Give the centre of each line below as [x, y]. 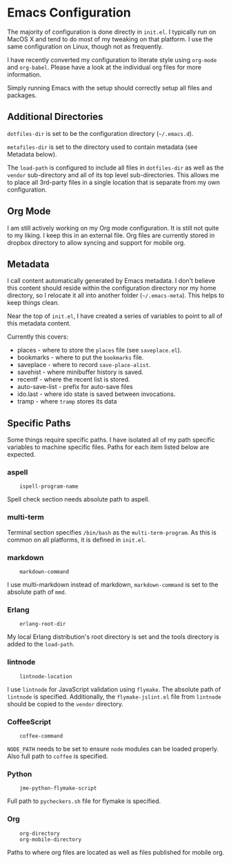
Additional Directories [55, 117]
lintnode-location [46, 676]
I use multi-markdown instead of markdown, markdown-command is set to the [113, 585]
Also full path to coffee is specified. [58, 756]
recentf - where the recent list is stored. [73, 379]
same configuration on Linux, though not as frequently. [85, 46]
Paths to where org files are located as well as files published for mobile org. [116, 852]
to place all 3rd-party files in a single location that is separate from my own [114, 182]
